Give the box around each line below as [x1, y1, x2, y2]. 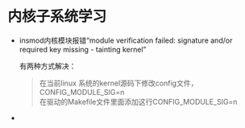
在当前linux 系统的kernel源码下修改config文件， [39, 78, 198, 88]
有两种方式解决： [19, 61, 77, 71]
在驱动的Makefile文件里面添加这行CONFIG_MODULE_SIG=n [39, 97, 238, 106]
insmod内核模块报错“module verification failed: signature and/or [19, 35, 233, 45]
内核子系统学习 [7, 7, 107, 26]
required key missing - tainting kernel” [19, 44, 147, 54]
